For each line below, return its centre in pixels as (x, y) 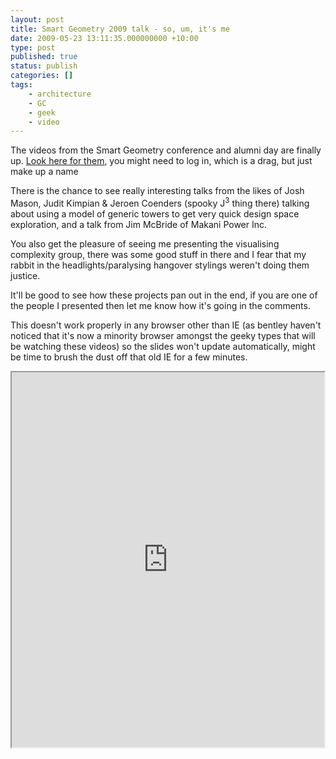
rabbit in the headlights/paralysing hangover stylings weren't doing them (160, 265)
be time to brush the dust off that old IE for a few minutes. (129, 357)
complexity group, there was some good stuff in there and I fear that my (158, 254)
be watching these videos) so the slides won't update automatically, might (163, 346)
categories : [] (42, 76)
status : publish (44, 66)
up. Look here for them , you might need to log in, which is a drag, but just (161, 161)
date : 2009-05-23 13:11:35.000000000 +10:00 (104, 38)
